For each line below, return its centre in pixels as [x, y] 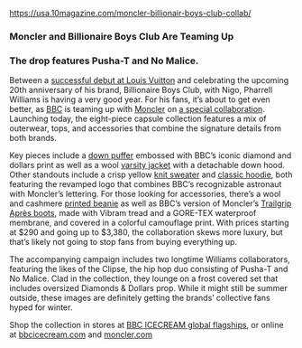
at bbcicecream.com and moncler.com [81, 334]
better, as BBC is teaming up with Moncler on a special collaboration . [137, 109]
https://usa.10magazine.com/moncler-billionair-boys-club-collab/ [130, 13]
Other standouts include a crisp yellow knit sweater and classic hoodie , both [151, 174]
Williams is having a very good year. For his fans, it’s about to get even [140, 99]
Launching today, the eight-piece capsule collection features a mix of [138, 119]
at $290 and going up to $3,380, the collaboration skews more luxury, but [146, 232]
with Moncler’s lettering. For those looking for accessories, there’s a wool [145, 194]
